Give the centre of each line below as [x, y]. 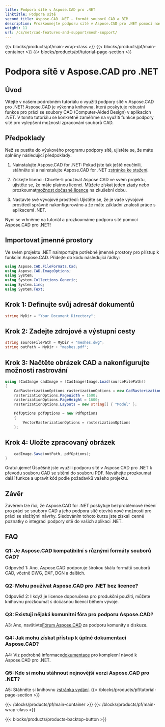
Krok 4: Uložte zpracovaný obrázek [60, 443]
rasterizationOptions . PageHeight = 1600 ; [57, 400]
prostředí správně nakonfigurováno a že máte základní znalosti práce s [84, 204]
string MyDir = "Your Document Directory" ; [50, 316]
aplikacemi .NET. [29, 210]
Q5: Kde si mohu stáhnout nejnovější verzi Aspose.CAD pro [77, 673]
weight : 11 [16, 28]
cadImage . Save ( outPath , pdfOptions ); [53, 454]
